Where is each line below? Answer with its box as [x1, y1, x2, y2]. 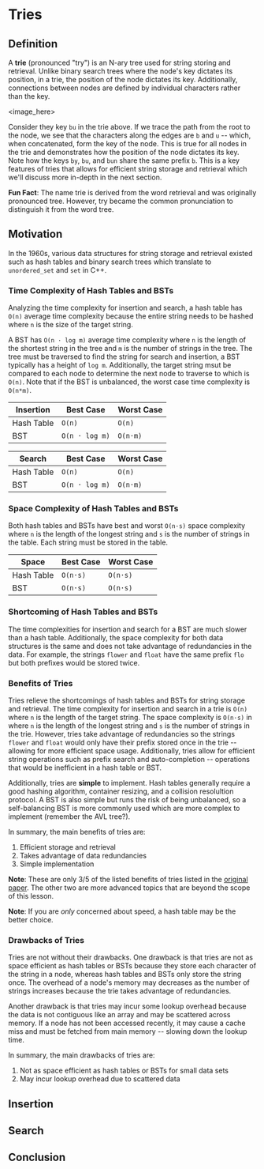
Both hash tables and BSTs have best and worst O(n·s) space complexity [8, 521, 246, 530]
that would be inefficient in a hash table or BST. [8, 763, 162, 772]
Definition [8, 37, 58, 51]
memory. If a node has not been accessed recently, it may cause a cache [8, 1018, 246, 1028]
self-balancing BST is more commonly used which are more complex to [8, 804, 240, 813]
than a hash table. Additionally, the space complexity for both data [8, 632, 224, 642]
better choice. [8, 915, 54, 924]
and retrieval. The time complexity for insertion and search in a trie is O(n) [8, 704, 248, 713]
